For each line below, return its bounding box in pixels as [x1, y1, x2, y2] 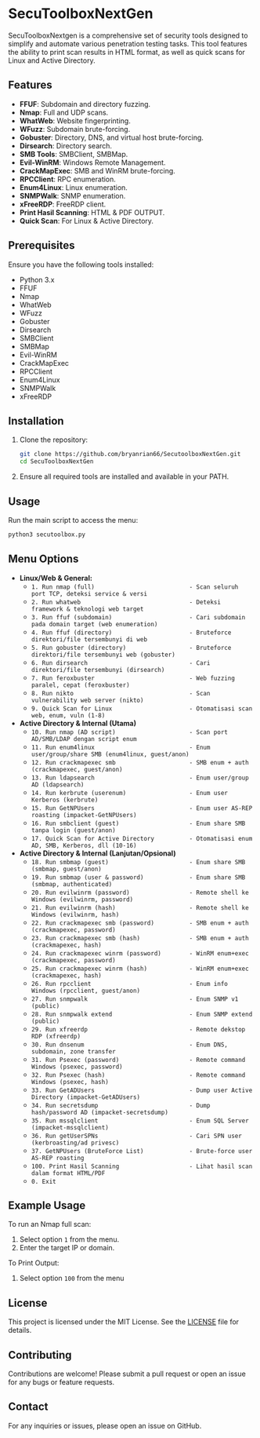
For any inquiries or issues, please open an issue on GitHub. [8, 1421, 202, 1430]
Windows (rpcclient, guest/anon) [31, 987, 141, 995]
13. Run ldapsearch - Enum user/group [31, 774, 249, 782]
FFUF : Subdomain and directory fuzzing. [19, 99, 151, 108]
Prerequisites [8, 239, 75, 252]
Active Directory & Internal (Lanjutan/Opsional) [19, 849, 176, 858]
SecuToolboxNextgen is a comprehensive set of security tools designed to [8, 31, 248, 40]
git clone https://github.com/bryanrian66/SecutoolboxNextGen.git [19, 451, 241, 458]
